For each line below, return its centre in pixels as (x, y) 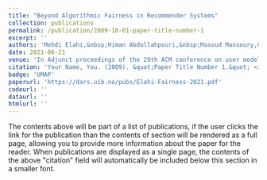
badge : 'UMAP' (32, 75)
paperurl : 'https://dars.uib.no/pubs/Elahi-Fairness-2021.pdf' (115, 82)
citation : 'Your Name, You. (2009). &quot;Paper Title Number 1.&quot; (129, 67)
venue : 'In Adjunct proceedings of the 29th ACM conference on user (124, 60)
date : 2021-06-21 (37, 52)
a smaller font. (32, 169)
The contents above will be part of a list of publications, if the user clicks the (133, 127)
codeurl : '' (28, 89)
